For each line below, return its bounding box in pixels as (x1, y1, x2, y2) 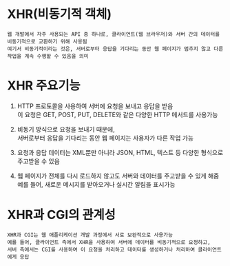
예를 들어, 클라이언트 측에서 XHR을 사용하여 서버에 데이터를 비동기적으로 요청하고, (7, 238, 211, 245)
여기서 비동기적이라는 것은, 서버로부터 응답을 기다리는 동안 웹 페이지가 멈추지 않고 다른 (7, 45, 224, 52)
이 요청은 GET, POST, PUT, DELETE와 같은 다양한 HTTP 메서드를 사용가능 (17, 110, 218, 119)
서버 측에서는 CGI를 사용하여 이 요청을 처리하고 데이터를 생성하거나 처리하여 (7, 246, 195, 253)
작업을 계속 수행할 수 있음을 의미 (7, 52, 89, 59)
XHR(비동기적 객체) (7, 6, 112, 22)
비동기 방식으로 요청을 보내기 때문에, (17, 125, 115, 133)
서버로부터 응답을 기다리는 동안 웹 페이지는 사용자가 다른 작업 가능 (17, 134, 194, 142)
